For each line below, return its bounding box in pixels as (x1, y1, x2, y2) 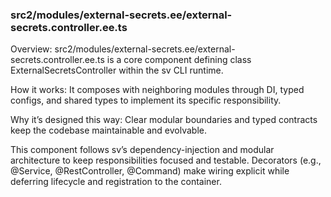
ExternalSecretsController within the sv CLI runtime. (10, 64, 224, 77)
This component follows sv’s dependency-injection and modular (10, 144, 275, 156)
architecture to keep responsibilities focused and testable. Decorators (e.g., (10, 154, 322, 167)
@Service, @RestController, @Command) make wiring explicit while (10, 165, 290, 177)
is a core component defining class (106, 54, 252, 66)
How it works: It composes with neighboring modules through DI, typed (10, 84, 305, 96)
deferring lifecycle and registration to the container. (10, 176, 222, 188)
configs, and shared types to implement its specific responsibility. (10, 94, 282, 107)
